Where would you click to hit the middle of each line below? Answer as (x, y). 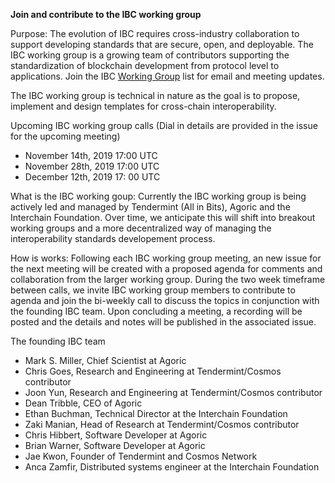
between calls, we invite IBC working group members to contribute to (153, 290)
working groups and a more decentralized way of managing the (141, 228)
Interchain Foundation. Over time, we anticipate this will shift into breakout (163, 217)
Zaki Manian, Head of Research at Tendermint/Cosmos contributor (162, 424)
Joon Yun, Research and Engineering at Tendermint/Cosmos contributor (173, 392)
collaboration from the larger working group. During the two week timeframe (168, 279)
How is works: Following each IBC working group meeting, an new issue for (166, 258)
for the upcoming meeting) (65, 136)
